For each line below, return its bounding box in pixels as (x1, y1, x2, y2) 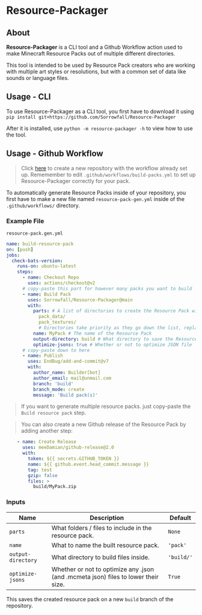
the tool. (6, 131, 27, 138)
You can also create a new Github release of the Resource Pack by (20, 421, 186, 428)
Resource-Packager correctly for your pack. (20, 177, 130, 184)
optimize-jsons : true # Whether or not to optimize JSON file (32, 341, 192, 348)
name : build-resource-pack (6, 241, 74, 247)
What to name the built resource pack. (51, 541, 159, 549)
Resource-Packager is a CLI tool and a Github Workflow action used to (6, 43, 183, 51)
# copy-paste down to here (22, 347, 90, 353)
